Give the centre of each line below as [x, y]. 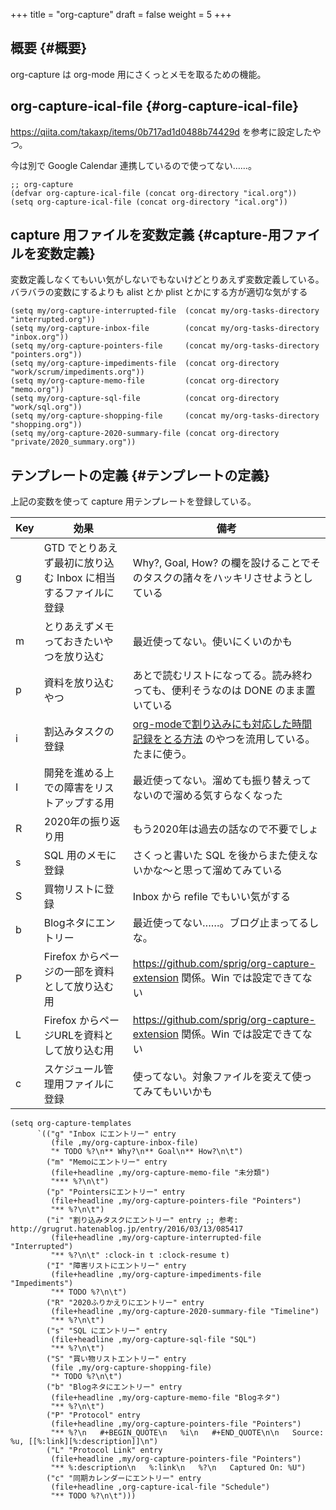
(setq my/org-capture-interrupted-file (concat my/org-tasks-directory [165, 311]
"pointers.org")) [46, 355]
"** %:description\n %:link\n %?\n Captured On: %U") [178, 1468]
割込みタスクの [79, 732]
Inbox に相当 [86, 578]
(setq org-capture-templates [71, 1124]
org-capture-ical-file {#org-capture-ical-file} [155, 106]
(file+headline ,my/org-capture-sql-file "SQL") [153, 1340]
